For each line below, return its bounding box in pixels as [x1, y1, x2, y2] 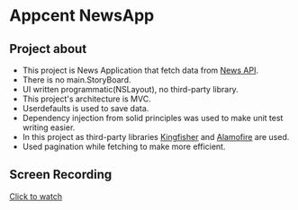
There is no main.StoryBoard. [22, 74, 131, 85]
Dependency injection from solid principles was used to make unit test [22, 113, 284, 123]
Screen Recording [9, 167, 113, 182]
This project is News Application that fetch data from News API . [22, 65, 259, 75]
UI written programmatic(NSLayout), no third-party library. [22, 84, 239, 94]
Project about [9, 41, 87, 57]
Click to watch [9, 190, 63, 202]
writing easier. [22, 122, 76, 133]
